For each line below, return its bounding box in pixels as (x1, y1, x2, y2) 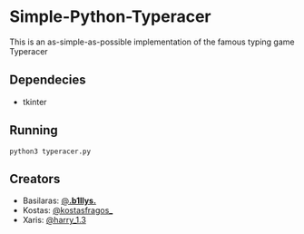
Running (9, 122, 59, 138)
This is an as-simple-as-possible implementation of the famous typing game (9, 36, 295, 47)
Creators (9, 171, 61, 187)
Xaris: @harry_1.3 (22, 215, 86, 226)
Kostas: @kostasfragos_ (22, 205, 113, 216)
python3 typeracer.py (9, 147, 92, 156)
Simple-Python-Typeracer (9, 6, 211, 27)
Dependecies (9, 73, 86, 88)
